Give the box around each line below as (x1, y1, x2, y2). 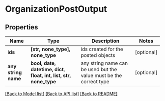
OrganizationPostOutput (5, 3, 107, 15)
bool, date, (30, 60, 56, 67)
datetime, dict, (30, 66, 65, 73)
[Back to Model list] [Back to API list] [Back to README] (5, 91, 118, 97)
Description (91, 38, 120, 44)
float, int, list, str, (30, 72, 71, 79)
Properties (5, 23, 38, 31)
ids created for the (81, 46, 124, 52)
